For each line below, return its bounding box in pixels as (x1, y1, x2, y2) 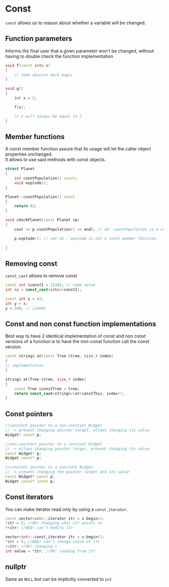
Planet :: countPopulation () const (5, 194, 75, 200)
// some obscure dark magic (14, 72, 73, 77)
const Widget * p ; (5, 451, 42, 456)
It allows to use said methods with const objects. (5, 157, 106, 163)
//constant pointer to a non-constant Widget (5, 423, 102, 428)
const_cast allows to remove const (5, 273, 77, 279)
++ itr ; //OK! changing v (5, 544, 57, 549)
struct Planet (5, 166, 35, 172)
